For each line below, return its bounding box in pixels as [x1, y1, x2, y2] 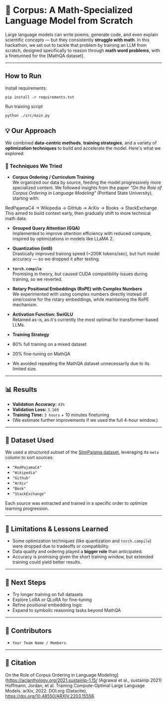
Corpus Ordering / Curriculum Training [12, 174, 94, 180]
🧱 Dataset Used [5, 436, 54, 445]
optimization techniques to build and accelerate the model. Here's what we [5, 145, 161, 151]
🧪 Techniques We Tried [5, 163, 62, 170]
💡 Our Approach [5, 126, 56, 135]
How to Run [5, 72, 42, 80]
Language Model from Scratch [5, 15, 133, 26]
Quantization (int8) [12, 245, 53, 251]
